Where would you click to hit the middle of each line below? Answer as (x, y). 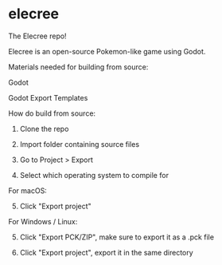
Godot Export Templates (48, 97)
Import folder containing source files (80, 144)
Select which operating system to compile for (94, 175)
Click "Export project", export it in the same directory (106, 252)
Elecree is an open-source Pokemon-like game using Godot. (107, 51)
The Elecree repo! (37, 36)
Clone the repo (44, 129)
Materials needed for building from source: (78, 67)
